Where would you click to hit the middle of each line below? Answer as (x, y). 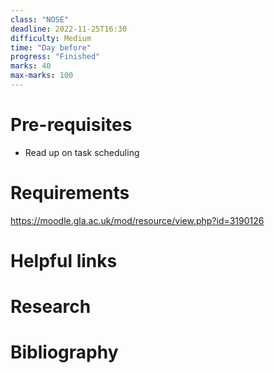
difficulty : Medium (51, 38)
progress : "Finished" (55, 57)
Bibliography (64, 352)
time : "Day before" (51, 47)
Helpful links (64, 260)
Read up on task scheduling (82, 152)
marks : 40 (31, 66)
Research (51, 307)
